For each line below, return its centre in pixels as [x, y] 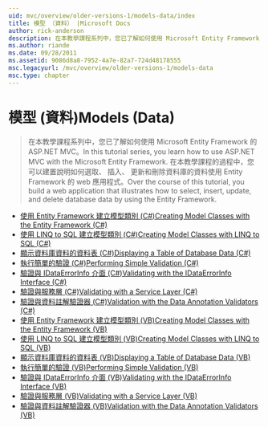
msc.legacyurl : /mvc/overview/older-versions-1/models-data [111, 68]
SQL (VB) [35, 348]
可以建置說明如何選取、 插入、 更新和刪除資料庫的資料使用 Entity [135, 171]
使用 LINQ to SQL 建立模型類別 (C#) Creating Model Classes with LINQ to [140, 234]
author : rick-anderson [46, 31]
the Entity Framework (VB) [63, 329]
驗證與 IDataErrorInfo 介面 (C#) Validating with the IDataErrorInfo [126, 273]
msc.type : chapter [39, 75]
